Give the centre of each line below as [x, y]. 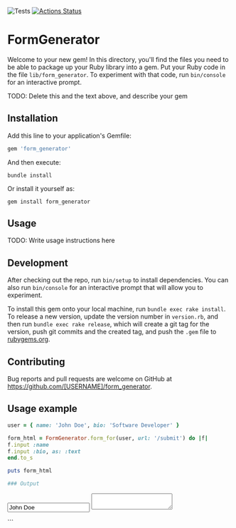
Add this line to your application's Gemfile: [69, 135]
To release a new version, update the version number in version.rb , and [113, 316]
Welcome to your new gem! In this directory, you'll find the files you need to [118, 59]
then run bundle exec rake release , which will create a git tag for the [108, 324]
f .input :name [28, 445]
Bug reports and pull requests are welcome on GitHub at [90, 379]
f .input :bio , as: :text [44, 451]
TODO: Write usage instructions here [61, 240]
